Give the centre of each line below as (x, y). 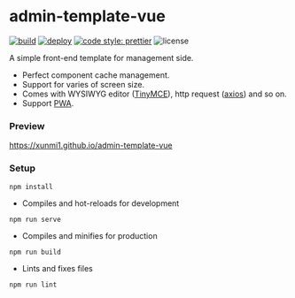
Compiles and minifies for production (89, 235)
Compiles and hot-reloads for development (101, 203)
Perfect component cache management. (96, 75)
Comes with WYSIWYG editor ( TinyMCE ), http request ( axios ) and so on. (155, 94)
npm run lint (33, 285)
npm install (31, 187)
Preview (27, 126)
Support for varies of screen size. (83, 84)
